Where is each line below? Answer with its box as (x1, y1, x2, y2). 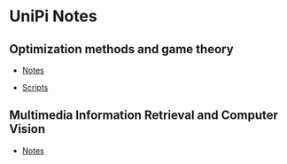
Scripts (21, 82, 49, 92)
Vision (9, 121, 46, 137)
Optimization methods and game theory (9, 42, 234, 57)
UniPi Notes (9, 6, 97, 27)
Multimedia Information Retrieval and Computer (9, 108, 279, 123)
